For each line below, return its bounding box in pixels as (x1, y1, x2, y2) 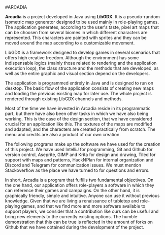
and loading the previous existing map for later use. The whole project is (5, 91, 152, 96)
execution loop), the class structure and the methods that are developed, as (5, 65, 159, 71)
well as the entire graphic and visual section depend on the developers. (5, 71, 150, 76)
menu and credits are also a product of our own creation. (5, 132, 121, 137)
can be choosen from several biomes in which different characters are (5, 30, 148, 35)
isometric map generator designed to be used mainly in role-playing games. (5, 19, 159, 25)
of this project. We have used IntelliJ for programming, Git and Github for (5, 147, 153, 152)
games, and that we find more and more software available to (21, 203, 146, 209)
